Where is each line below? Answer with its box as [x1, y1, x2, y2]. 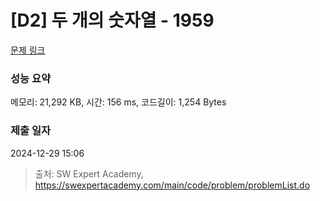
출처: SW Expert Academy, [34, 167, 144, 180]
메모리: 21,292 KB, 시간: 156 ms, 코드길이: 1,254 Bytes [10, 96, 227, 108]
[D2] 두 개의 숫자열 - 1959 [10, 9, 215, 32]
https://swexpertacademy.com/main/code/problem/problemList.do [34, 179, 311, 191]
